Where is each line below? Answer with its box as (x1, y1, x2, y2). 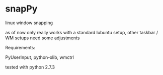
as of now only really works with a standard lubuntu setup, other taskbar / (5, 29, 158, 35)
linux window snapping (5, 20, 53, 26)
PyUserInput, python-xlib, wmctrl (5, 54, 74, 60)
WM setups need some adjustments (5, 35, 80, 41)
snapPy (5, 3, 38, 15)
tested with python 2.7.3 (5, 64, 55, 70)
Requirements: (5, 44, 35, 50)
